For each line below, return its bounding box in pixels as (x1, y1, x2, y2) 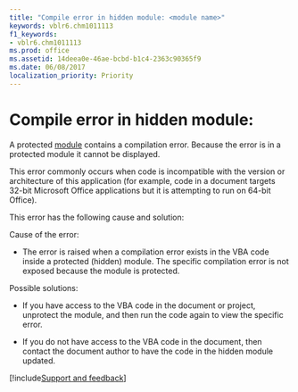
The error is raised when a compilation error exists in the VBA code (21, 246, 269, 257)
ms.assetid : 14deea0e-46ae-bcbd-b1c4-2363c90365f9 (9, 54, 202, 63)
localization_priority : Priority (9, 71, 134, 80)
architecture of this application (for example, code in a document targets (9, 175, 276, 186)
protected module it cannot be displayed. (9, 148, 161, 159)
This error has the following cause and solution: (9, 212, 185, 222)
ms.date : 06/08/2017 (9, 63, 87, 72)
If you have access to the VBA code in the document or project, (21, 300, 256, 311)
